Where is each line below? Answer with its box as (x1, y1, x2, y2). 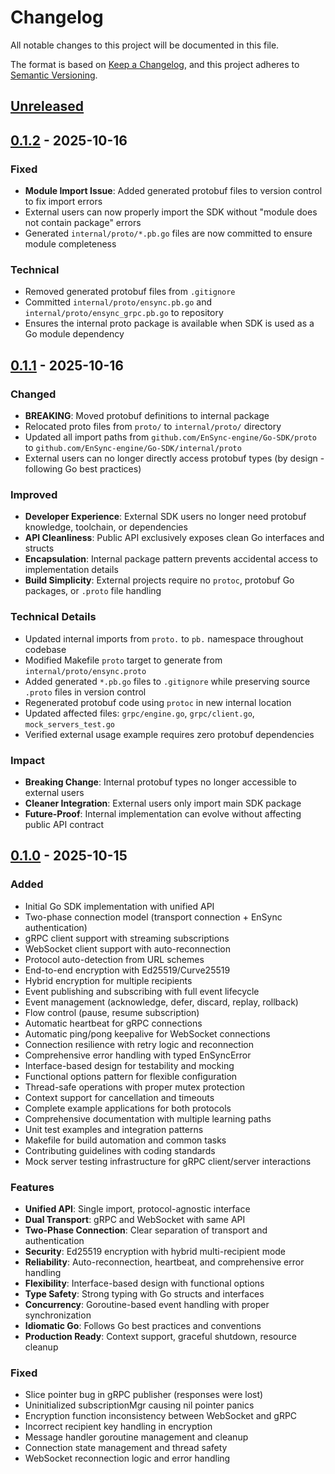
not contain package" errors (24, 217, 142, 229)
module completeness (24, 238, 117, 250)
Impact (10, 753, 46, 767)
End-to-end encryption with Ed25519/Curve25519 (24, 964, 231, 976)
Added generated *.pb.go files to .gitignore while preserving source (24, 675, 311, 687)
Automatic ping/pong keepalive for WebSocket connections (24, 1027, 271, 1040)
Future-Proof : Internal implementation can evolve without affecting (24, 807, 302, 820)
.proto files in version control (24, 686, 147, 698)
